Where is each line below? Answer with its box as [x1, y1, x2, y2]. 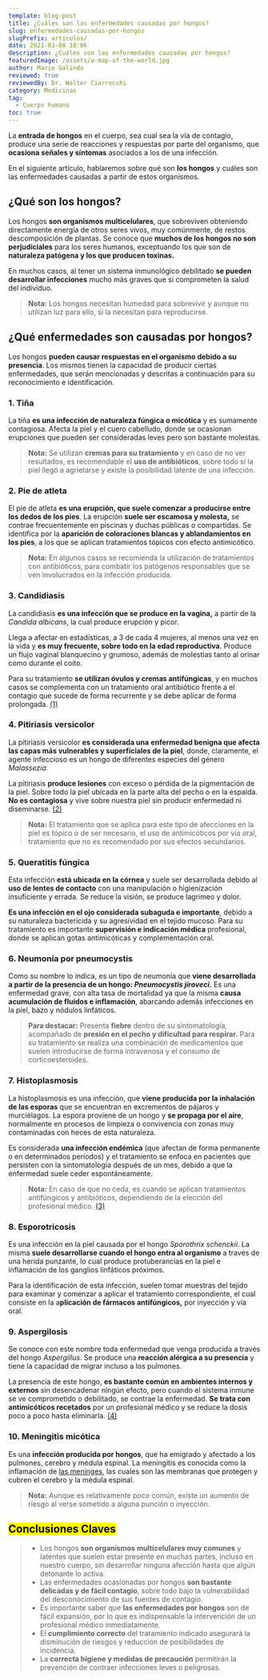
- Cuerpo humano [15, 101, 70, 109]
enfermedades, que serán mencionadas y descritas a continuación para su [8, 368, 255, 378]
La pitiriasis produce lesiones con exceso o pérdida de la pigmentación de [8, 778, 255, 788]
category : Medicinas [8, 86, 78, 95]
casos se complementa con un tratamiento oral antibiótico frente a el [8, 682, 235, 692]
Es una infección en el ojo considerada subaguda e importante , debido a [8, 907, 253, 917]
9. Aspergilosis [8, 1325, 68, 1337]
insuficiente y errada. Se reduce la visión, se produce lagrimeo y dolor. [8, 892, 242, 902]
